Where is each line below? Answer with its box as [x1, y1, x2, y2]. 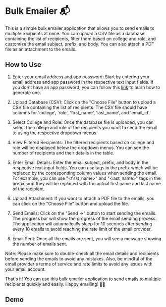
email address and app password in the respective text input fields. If [12, 79, 154, 85]
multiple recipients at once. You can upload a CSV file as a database [5, 30, 145, 36]
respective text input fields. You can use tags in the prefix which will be [12, 164, 158, 170]
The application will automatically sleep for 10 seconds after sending [12, 220, 153, 227]
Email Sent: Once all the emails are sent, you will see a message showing [12, 235, 162, 242]
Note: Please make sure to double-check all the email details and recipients [5, 250, 159, 256]
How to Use [5, 60, 42, 69]
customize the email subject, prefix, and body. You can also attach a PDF [5, 41, 155, 47]
